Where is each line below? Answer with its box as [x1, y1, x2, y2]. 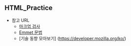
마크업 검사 [19, 23, 40, 29]
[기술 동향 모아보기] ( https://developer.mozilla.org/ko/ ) [19, 35, 127, 41]
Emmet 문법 [19, 29, 43, 35]
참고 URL [11, 17, 30, 23]
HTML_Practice [4, 4, 53, 12]
